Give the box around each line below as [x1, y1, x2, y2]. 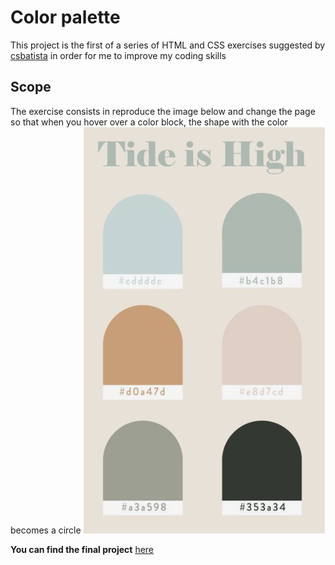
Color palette [10, 6, 121, 29]
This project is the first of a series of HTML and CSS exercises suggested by [10, 39, 326, 51]
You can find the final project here [10, 543, 155, 555]
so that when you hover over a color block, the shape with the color [10, 116, 289, 128]
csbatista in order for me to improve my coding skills [10, 49, 227, 61]
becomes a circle [10, 524, 82, 536]
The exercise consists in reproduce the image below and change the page [10, 105, 316, 117]
